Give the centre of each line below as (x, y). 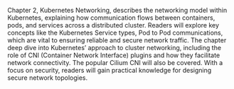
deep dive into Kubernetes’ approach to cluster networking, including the (115, 48)
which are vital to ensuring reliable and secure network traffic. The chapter (117, 40)
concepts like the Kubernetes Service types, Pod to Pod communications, (115, 32)
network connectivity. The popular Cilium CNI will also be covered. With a (115, 63)
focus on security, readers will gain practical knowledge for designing (110, 70)
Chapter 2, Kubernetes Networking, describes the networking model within (117, 10)
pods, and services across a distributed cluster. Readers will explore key (113, 25)
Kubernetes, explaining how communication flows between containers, (111, 18)
